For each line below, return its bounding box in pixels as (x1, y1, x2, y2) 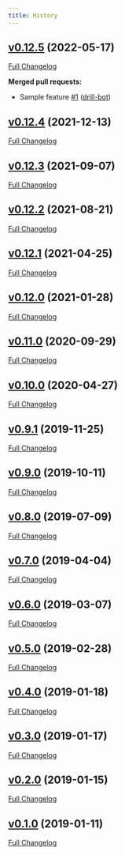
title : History (8, 11, 58, 20)
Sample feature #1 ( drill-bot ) (19, 92, 112, 102)
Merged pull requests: (8, 77, 83, 87)
